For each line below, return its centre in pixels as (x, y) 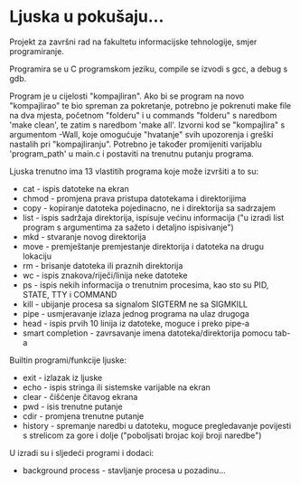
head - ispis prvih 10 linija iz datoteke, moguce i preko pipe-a (136, 323)
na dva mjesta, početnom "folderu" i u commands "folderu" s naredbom (143, 115)
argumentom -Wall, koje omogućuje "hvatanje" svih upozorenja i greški (141, 134)
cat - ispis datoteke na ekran (75, 188)
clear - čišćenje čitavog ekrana (80, 396)
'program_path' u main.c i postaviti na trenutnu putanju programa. (132, 153)
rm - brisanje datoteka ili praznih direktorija (103, 265)
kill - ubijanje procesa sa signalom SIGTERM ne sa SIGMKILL (135, 304)
